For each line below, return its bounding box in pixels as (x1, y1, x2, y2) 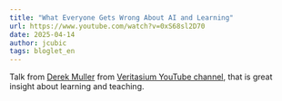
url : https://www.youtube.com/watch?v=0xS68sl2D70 (9, 22, 206, 31)
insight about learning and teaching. (9, 81, 145, 92)
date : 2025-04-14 (9, 30, 76, 39)
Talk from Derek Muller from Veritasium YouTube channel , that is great (9, 71, 273, 82)
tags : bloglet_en (9, 47, 76, 56)
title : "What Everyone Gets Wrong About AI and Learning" (9, 13, 234, 23)
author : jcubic (9, 38, 67, 48)
